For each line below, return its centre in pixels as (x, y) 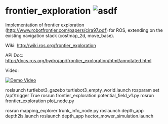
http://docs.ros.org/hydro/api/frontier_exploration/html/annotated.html (78, 60)
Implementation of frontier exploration (45, 25)
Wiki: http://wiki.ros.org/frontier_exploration (51, 45)
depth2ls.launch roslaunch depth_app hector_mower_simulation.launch (79, 116)
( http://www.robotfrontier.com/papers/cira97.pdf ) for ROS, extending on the (84, 30)
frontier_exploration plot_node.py (40, 101)
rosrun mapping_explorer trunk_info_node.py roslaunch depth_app (75, 110)
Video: (12, 70)
